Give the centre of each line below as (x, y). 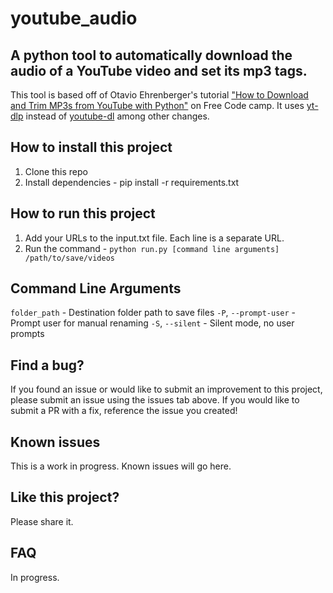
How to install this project (91, 147)
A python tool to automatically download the (151, 55)
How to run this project (83, 213)
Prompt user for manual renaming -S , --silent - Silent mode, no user (152, 323)
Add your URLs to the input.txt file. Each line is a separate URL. (154, 238)
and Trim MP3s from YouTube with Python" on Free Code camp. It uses (157, 105)
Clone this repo (56, 171)
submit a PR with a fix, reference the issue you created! (124, 411)
